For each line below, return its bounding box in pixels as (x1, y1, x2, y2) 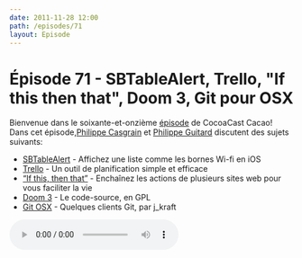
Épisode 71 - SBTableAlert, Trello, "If (9, 68, 286, 89)
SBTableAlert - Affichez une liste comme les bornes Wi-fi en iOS (22, 154, 261, 165)
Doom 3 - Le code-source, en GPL (22, 192, 151, 203)
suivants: (9, 137, 43, 147)
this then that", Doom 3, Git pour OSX (9, 87, 294, 108)
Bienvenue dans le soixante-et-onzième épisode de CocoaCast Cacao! (9, 118, 273, 129)
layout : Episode (9, 30, 70, 39)
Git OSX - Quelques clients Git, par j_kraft (22, 201, 177, 212)
